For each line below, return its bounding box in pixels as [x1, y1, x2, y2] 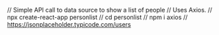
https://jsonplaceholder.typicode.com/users [7, 21, 132, 28]
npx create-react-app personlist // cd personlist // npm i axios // [7, 13, 188, 21]
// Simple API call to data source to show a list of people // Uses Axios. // [7, 6, 213, 14]
